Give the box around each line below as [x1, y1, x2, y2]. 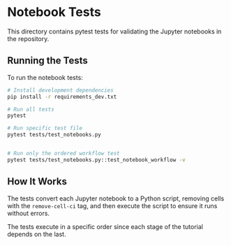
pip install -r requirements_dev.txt [7, 93, 117, 100]
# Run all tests [7, 106, 54, 113]
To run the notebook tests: [7, 73, 84, 81]
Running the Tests [7, 55, 89, 67]
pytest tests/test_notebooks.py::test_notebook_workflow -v [7, 156, 186, 164]
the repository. [7, 34, 50, 42]
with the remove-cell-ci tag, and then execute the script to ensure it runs [7, 201, 218, 210]
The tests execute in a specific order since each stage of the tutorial [7, 222, 204, 230]
